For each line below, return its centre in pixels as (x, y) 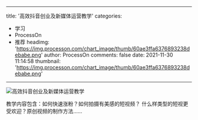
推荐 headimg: (32, 42)
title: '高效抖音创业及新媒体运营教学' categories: (64, 16)
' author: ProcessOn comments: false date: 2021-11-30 (107, 55)
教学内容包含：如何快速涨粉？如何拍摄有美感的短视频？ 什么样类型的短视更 (97, 104)
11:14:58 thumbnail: (37, 61)
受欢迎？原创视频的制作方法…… (44, 111)
